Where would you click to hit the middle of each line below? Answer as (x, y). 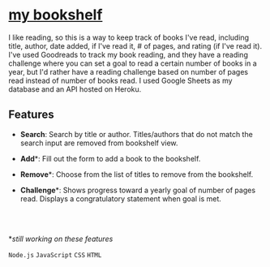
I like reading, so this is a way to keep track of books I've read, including (129, 37)
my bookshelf (56, 15)
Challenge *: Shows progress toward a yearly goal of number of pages (138, 190)
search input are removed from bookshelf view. (99, 143)
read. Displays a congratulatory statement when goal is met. (120, 198)
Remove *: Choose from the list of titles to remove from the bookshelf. (137, 174)
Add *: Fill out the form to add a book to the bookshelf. (110, 158)
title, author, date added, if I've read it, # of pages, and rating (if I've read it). (135, 45)
